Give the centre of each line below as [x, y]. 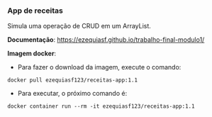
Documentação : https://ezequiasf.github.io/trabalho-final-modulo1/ [106, 40]
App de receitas [35, 11]
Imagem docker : [32, 54]
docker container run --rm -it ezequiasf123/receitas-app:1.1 [101, 106]
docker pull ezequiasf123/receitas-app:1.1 [73, 80]
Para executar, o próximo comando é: [72, 94]
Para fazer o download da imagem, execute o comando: [99, 67]
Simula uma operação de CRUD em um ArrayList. [79, 26]
